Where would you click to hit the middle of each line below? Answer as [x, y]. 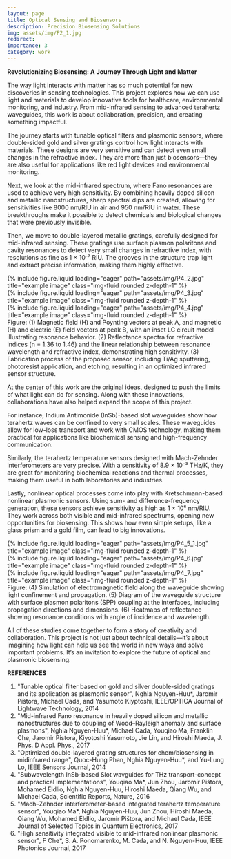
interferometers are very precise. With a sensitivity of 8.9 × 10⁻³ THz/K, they [115, 465]
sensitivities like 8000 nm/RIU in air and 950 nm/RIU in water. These [104, 207]
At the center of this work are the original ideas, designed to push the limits [114, 387]
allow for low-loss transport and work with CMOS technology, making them [114, 430]
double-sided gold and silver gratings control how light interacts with [105, 142]
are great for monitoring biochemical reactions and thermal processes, [108, 472]
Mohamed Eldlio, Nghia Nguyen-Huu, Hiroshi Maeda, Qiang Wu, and [114, 789]
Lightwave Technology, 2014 [58, 708]
